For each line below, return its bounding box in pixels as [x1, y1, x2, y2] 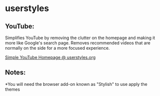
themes [5, 86, 20, 92]
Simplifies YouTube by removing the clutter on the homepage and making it [5, 35, 155, 41]
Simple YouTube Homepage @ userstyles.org [5, 55, 96, 60]
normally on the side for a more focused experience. [5, 45, 110, 51]
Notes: [5, 69, 26, 77]
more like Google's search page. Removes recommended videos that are [5, 40, 151, 46]
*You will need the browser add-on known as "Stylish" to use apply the [5, 81, 148, 87]
